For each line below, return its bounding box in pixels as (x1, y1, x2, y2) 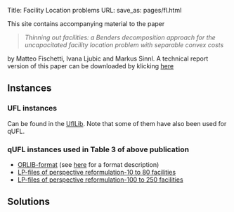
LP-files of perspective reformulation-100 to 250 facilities (17, 175, 184, 184)
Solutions (7, 196, 51, 208)
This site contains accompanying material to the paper (7, 20, 165, 27)
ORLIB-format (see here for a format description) (17, 160, 160, 168)
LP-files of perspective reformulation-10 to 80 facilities (17, 168, 176, 176)
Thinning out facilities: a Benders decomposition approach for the (24, 33, 216, 42)
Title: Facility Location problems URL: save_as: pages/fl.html (7, 6, 182, 14)
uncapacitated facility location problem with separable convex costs (24, 41, 224, 49)
